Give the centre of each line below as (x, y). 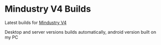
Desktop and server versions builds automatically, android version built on (80, 32)
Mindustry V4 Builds (48, 9)
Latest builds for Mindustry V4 (36, 22)
